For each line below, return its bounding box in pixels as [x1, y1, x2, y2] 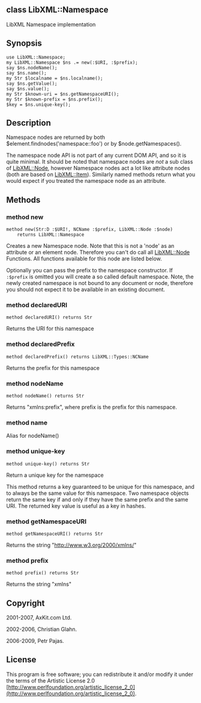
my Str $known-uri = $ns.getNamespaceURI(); [6, 91, 119, 97]
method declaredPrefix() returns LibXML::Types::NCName [6, 354, 149, 360]
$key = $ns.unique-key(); [6, 102, 71, 108]
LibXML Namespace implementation [6, 20, 96, 28]
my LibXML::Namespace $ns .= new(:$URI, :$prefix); [6, 60, 138, 66]
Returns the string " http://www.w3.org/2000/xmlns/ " [6, 541, 137, 548]
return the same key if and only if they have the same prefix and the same [6, 496, 188, 503]
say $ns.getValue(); [6, 81, 58, 87]
